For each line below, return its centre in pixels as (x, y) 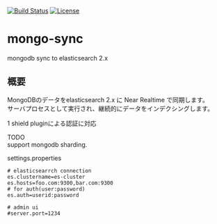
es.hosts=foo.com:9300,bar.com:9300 (60, 183)
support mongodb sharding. (47, 144)
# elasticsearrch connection (49, 170)
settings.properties (34, 158)
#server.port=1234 (34, 213)
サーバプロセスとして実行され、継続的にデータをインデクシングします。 (111, 109)
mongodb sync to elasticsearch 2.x (58, 58)
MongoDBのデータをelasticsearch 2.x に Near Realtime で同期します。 (108, 99)
